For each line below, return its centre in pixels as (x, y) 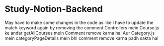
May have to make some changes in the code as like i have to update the (79, 23)
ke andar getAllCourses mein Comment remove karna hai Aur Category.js (80, 33)
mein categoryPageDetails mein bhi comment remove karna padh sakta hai (82, 38)
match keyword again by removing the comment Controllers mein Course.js (82, 27)
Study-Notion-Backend (54, 9)
